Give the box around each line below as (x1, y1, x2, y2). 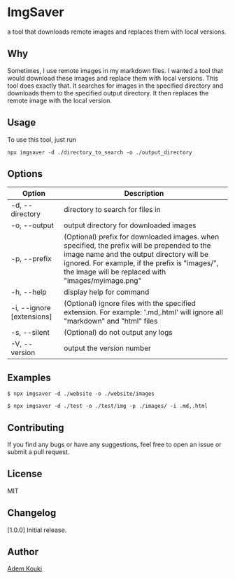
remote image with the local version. (7, 96, 112, 105)
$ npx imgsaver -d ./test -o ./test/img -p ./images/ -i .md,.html (7, 403, 208, 410)
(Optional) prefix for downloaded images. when (64, 232, 220, 242)
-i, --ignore (10, 303, 51, 313)
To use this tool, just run (7, 135, 77, 144)
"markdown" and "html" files (64, 317, 158, 326)
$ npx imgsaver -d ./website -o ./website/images (7, 390, 155, 397)
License (7, 468, 43, 480)
